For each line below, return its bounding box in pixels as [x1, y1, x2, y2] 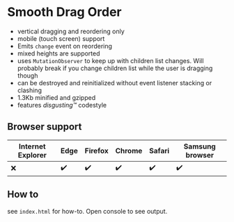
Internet [18, 142, 47, 151]
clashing [17, 86, 42, 94]
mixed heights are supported [17, 49, 100, 58]
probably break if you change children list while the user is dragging [17, 64, 213, 72]
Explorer [17, 150, 47, 160]
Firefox [84, 146, 109, 155]
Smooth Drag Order [7, 4, 122, 20]
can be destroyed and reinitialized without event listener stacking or [17, 78, 212, 87]
